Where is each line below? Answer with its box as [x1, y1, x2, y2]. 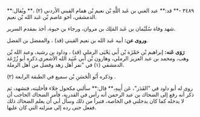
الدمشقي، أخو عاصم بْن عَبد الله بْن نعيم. [7, 13, 97, 21]
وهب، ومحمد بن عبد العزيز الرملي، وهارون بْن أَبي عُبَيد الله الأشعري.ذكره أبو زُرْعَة [7, 55, 189, 62]
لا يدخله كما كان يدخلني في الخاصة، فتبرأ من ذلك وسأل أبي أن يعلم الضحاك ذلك [7, 98, 185, 104]
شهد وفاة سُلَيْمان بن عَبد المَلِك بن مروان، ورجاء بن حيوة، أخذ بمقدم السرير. [7, 25, 176, 32]
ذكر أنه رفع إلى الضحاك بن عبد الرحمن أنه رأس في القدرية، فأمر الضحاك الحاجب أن [7, 91, 194, 98]
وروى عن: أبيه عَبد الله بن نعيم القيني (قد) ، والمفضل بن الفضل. [7, 37, 149, 43]
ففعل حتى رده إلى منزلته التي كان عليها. [7, 104, 97, 111]
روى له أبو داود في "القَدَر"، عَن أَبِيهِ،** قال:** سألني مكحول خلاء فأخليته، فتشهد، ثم [7, 84, 193, 92]
